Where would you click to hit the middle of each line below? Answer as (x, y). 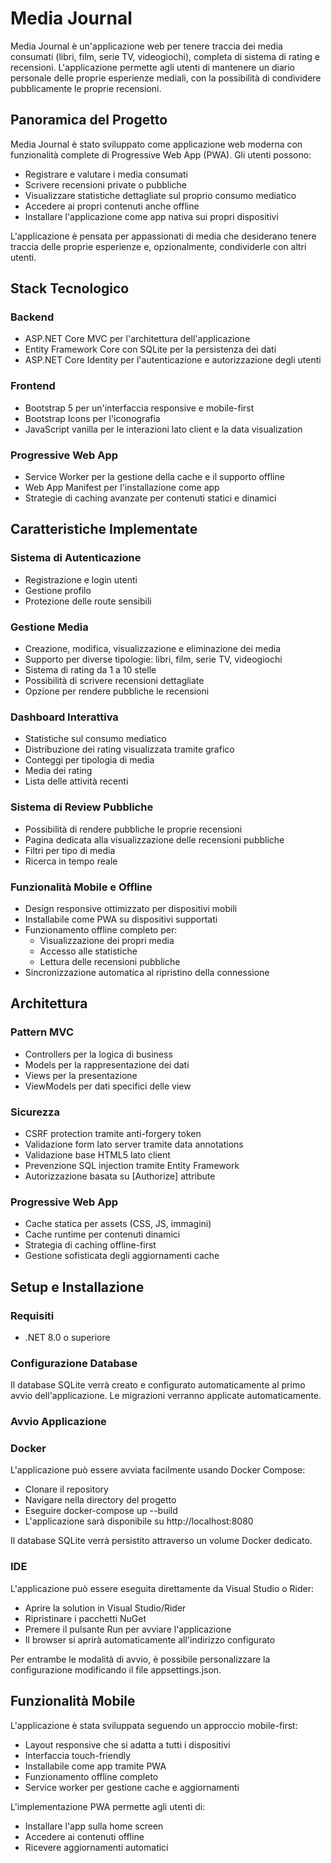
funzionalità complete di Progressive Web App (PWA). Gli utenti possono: (161, 154)
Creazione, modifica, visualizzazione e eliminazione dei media (153, 649)
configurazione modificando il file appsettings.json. (116, 1669)
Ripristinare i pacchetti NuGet (85, 1618)
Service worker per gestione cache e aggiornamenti (132, 1787)
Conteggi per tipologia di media (89, 760)
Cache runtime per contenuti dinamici (102, 1234)
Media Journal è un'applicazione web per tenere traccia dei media (146, 46)
